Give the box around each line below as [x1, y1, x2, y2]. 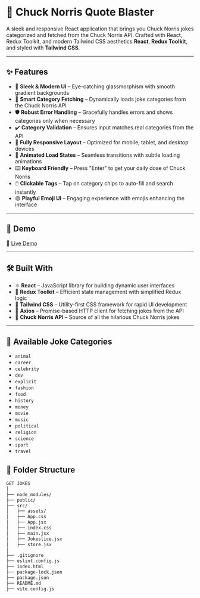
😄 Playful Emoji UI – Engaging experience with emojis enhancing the [14, 194, 185, 202]
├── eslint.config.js [6, 558, 60, 564]
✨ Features [6, 67, 48, 77]
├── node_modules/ [6, 491, 52, 497]
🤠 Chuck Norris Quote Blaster [6, 5, 155, 19]
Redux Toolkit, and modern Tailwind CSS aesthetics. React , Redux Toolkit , [6, 38, 187, 45]
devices [14, 145, 35, 152]
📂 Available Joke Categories [6, 336, 112, 346]
